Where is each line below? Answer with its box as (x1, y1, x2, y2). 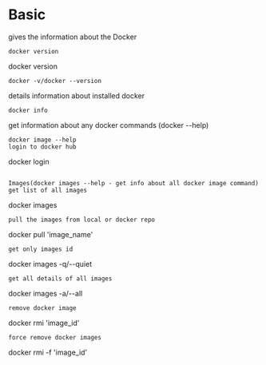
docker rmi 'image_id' (8, 318, 80, 327)
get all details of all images (8, 274, 113, 283)
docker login (8, 157, 50, 166)
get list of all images (8, 186, 88, 194)
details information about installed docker (8, 90, 145, 101)
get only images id (8, 245, 73, 253)
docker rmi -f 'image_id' (8, 347, 88, 357)
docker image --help (8, 136, 77, 144)
